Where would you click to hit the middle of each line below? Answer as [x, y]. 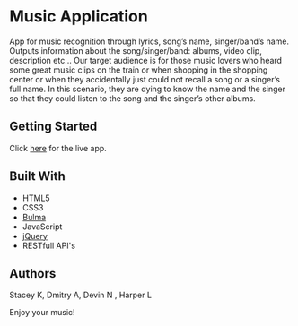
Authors [33, 274]
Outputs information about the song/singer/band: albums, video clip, [136, 50]
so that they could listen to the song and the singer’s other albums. [132, 98]
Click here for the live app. [58, 148]
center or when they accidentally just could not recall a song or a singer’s [145, 79]
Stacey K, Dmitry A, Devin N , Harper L [81, 295]
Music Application [79, 17]
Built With [37, 176]
